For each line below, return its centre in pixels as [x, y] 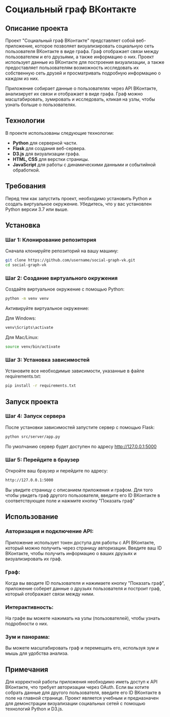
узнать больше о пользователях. [41, 105]
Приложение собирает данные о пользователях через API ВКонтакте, [81, 88]
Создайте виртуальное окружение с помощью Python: [65, 289]
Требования [25, 186]
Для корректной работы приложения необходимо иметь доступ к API [81, 682]
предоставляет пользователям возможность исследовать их [72, 68]
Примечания [27, 669]
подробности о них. [27, 624]
